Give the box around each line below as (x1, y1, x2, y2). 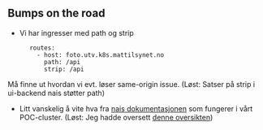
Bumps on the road (7, 6, 106, 20)
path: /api (43, 58, 81, 66)
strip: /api (43, 65, 84, 73)
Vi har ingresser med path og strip (19, 28, 135, 37)
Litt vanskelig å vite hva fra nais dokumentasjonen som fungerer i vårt (19, 103, 253, 113)
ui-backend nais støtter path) (7, 88, 105, 97)
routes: (28, 44, 56, 52)
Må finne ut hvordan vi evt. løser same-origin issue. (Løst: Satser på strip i (7, 79, 256, 89)
